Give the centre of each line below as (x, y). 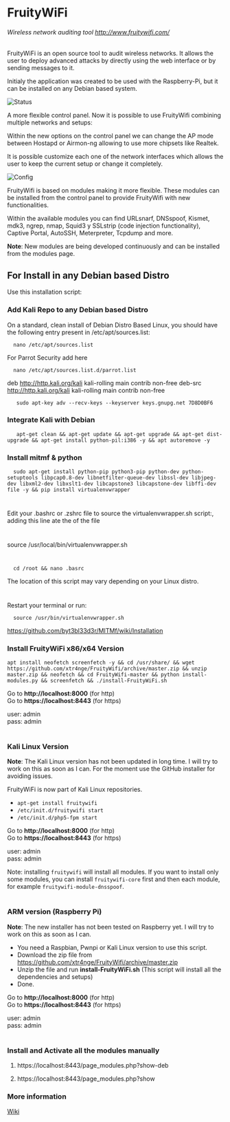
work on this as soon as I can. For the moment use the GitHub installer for (111, 769)
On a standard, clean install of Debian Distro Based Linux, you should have (113, 325)
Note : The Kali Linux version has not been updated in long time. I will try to (113, 762)
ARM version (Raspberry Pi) (55, 911)
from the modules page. (41, 254)
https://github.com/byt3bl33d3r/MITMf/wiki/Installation (85, 630)
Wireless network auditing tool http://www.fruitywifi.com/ (89, 32)
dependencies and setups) (55, 977)
